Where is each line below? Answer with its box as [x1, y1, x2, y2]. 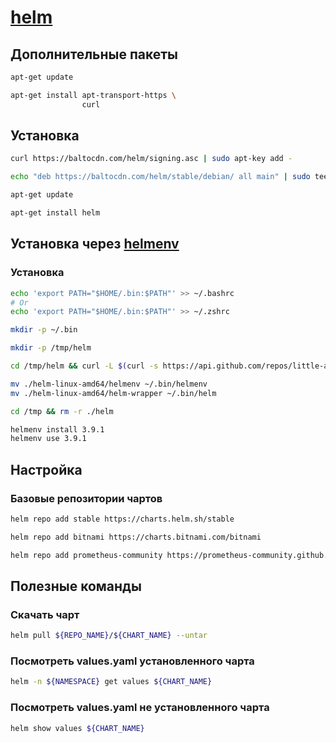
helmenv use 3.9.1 [10, 434, 87, 444]
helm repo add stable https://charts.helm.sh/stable [10, 514, 235, 524]
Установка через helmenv [10, 236, 180, 253]
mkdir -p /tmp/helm [10, 343, 92, 353]
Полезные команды [10, 577, 142, 595]
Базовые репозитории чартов [10, 491, 163, 505]
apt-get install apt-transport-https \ [10, 90, 177, 100]
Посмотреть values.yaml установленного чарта [10, 654, 255, 668]
